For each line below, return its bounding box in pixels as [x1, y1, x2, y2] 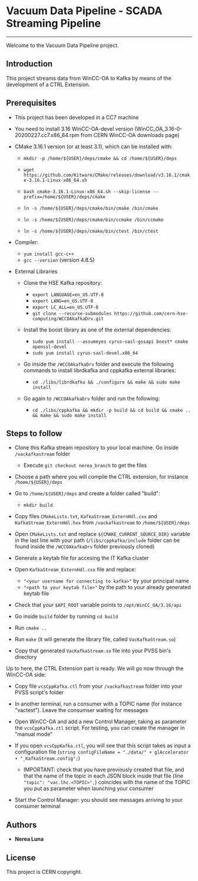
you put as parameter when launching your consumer [23, 785, 154, 792]
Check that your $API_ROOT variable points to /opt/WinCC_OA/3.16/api [14, 602, 182, 609]
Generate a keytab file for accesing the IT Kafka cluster [14, 554, 149, 562]
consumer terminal [14, 802, 61, 810]
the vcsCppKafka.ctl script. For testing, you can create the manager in [14, 724, 185, 732]
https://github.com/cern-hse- [114, 310, 189, 317]
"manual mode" [14, 731, 53, 738]
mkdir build [23, 502, 53, 509]
